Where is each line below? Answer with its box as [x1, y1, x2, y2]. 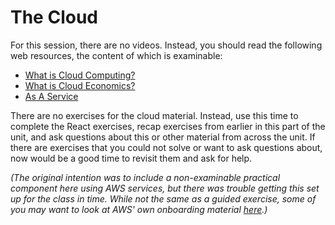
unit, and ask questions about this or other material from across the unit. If [10, 131, 316, 143]
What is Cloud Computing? [24, 69, 136, 81]
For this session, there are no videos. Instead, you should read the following [10, 39, 323, 51]
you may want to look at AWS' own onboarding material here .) [10, 203, 268, 215]
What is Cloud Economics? [24, 79, 136, 91]
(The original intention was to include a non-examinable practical [10, 171, 281, 183]
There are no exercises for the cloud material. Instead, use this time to [10, 109, 299, 121]
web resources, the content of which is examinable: [10, 49, 223, 61]
